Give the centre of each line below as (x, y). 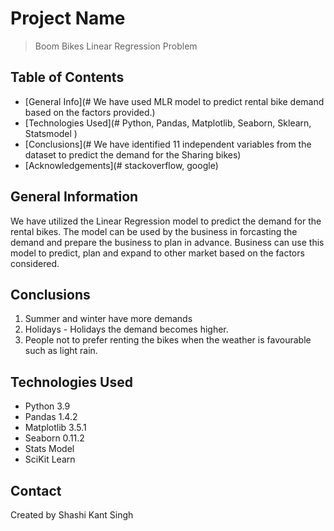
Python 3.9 (47, 406)
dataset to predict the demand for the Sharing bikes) (133, 154)
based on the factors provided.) (90, 112)
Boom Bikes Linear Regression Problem (116, 46)
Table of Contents (67, 77)
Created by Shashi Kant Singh (72, 515)
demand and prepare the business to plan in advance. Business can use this (167, 242)
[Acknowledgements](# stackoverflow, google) (121, 165)
